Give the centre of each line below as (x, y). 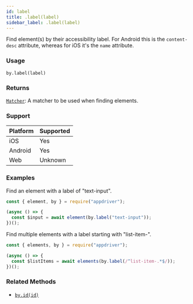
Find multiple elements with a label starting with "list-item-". (79, 234)
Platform (22, 131)
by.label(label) (26, 73)
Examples (21, 178)
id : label (18, 11)
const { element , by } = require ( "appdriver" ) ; (66, 201)
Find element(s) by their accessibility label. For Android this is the (86, 39)
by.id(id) (27, 295)
